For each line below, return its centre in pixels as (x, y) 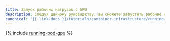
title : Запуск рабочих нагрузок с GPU (46, 10)
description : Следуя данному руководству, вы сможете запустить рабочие (83, 14)
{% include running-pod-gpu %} (39, 33)
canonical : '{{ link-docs (32, 19)
